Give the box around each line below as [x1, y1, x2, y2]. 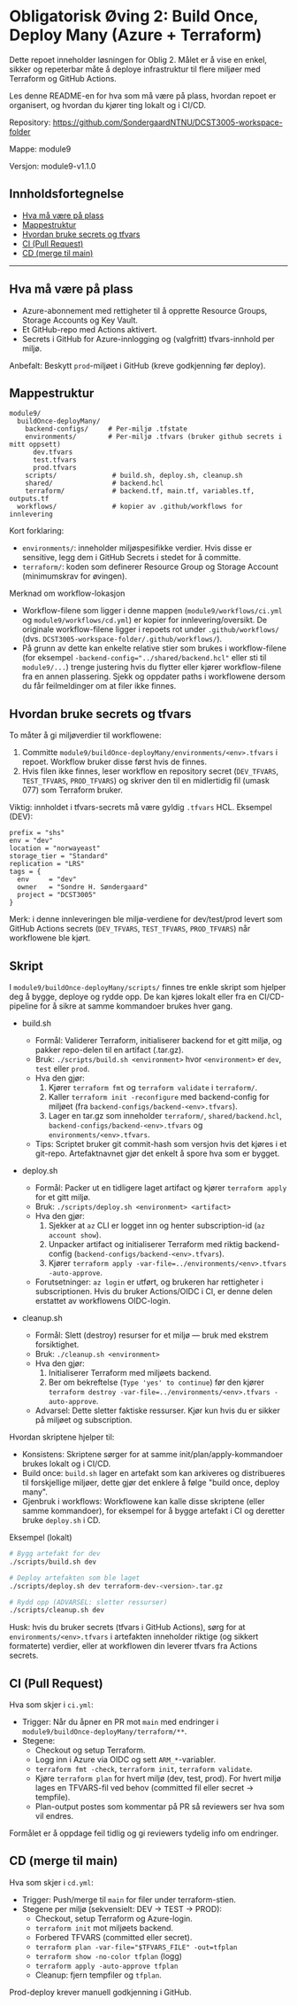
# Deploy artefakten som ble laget [9, 1573, 141, 1582]
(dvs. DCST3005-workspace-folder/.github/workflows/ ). [21, 634, 223, 644]
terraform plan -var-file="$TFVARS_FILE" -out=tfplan [34, 1943, 238, 1952]
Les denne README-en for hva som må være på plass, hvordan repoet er [9, 90, 277, 101]
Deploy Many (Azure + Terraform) [9, 25, 263, 45]
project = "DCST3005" [17, 891, 97, 900]
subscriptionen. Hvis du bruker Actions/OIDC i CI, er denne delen [34, 1286, 273, 1296]
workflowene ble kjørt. [9, 933, 91, 943]
